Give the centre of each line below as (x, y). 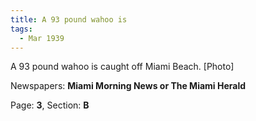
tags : (21, 29)
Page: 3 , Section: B (50, 105)
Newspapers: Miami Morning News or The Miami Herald (128, 86)
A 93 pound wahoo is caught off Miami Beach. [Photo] (122, 67)
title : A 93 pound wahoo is (69, 19)
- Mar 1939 (42, 38)
